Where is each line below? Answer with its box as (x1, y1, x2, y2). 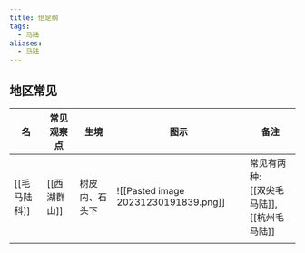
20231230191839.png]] (116, 196, 226, 209)
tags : (9, 22, 30, 31)
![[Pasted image (116, 184, 185, 197)
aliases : (9, 38, 43, 48)
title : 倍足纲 (9, 13, 59, 23)
